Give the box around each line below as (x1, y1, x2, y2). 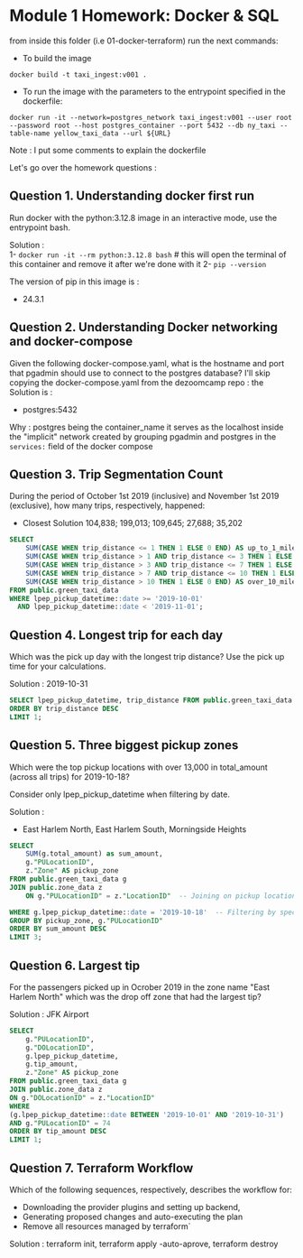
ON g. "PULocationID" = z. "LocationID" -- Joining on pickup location (25, 891, 297, 901)
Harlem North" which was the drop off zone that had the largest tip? (9, 991, 262, 1002)
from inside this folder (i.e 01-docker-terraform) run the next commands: (9, 35, 279, 46)
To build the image (22, 52, 92, 63)
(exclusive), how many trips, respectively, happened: (9, 500, 206, 511)
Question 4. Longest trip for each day (9, 627, 224, 643)
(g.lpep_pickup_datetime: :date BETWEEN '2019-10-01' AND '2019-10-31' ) (9, 1110, 284, 1119)
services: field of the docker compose (9, 440, 153, 451)
